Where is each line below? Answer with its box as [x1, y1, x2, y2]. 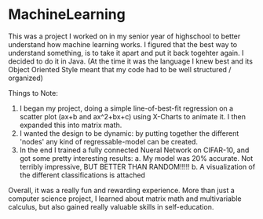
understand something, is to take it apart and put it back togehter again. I [8, 48, 244, 57]
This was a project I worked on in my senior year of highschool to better [8, 31, 241, 41]
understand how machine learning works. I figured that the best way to [8, 39, 238, 49]
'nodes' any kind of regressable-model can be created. [19, 137, 199, 146]
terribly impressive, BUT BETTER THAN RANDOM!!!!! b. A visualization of [19, 162, 256, 171]
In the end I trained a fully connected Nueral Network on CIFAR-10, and [19, 145, 250, 155]
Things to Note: [8, 88, 59, 97]
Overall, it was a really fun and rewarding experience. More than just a [8, 185, 236, 195]
